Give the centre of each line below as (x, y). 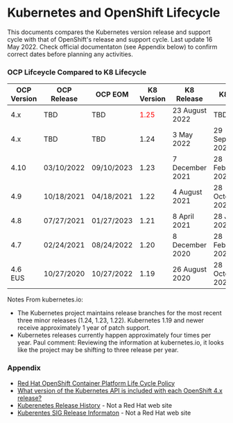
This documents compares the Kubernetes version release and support (109, 32)
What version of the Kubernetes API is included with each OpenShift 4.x (120, 390)
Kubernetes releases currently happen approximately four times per (114, 335)
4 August (187, 192)
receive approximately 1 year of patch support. (84, 328)
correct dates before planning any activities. (70, 54)
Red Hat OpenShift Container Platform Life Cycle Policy (96, 383)
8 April (183, 217)
